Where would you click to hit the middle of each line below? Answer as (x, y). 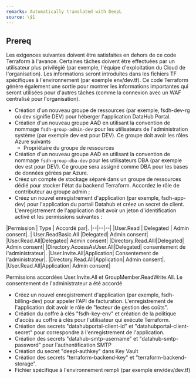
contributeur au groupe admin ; (52, 192)
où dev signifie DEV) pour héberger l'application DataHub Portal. (93, 117)
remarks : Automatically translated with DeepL (64, 11)
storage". (26, 364)
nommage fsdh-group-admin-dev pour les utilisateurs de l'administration (101, 129)
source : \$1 (21, 17)
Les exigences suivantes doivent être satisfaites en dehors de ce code (91, 55)
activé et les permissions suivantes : (58, 217)
